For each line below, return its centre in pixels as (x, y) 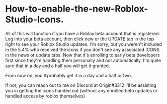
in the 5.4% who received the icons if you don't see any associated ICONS (82, 49)
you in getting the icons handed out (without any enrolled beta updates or (81, 90)
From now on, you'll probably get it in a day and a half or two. (69, 75)
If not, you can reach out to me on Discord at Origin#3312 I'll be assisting (81, 85)
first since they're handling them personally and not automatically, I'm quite (83, 60)
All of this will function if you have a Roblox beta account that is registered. (82, 33)
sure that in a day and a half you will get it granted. (58, 66)
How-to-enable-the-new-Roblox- (77, 9)
